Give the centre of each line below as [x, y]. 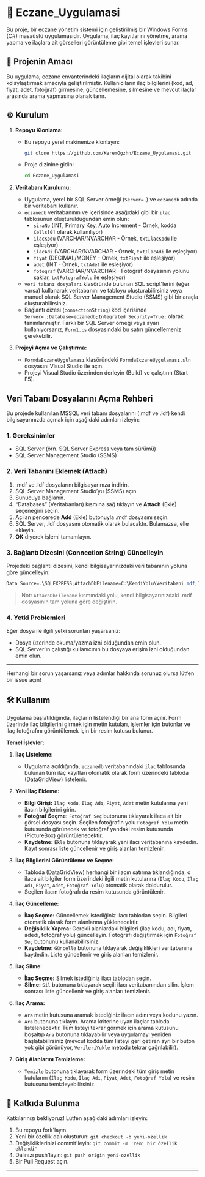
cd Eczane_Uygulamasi [52, 176]
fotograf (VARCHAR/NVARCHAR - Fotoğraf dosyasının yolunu [111, 271]
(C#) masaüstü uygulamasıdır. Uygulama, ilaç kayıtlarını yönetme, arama [97, 35]
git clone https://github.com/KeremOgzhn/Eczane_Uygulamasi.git [108, 153]
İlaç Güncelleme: [37, 903]
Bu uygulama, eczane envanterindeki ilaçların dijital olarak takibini [89, 77]
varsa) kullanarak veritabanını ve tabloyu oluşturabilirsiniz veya [103, 291]
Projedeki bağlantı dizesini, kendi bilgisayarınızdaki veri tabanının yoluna [97, 566]
